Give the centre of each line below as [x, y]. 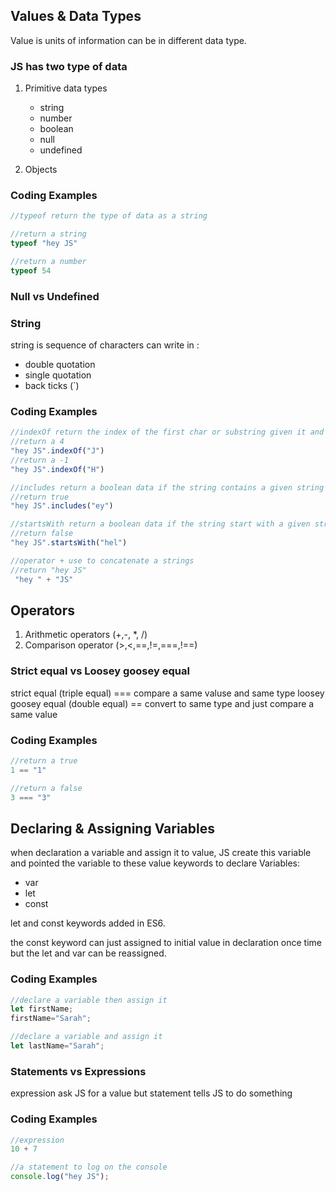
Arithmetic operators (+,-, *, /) [86, 635]
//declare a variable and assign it [86, 1037]
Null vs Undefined [55, 296]
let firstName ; [42, 1009]
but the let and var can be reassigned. [88, 953]
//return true [40, 497]
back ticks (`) [52, 385]
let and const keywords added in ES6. [88, 923]
